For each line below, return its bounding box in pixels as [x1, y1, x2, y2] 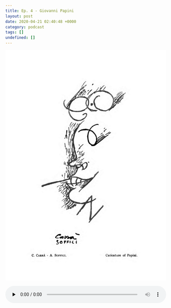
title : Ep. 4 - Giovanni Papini [5, 8, 74, 13]
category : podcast [5, 24, 44, 30]
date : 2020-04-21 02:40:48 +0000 [5, 19, 77, 24]
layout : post [5, 13, 33, 19]
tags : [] [5, 30, 24, 35]
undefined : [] [5, 35, 36, 40]
